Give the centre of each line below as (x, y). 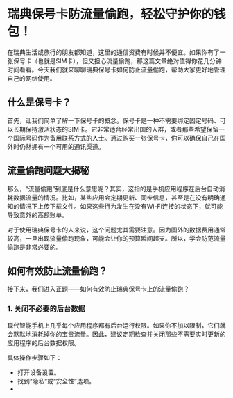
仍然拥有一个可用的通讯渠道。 (62, 146)
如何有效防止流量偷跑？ (57, 271)
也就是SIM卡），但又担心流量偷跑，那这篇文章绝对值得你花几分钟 (129, 61)
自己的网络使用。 (32, 78)
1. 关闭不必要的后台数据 (46, 309)
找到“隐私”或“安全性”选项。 (56, 381)
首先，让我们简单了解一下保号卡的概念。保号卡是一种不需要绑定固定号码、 (113, 120)
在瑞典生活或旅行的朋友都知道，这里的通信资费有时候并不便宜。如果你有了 (113, 52)
